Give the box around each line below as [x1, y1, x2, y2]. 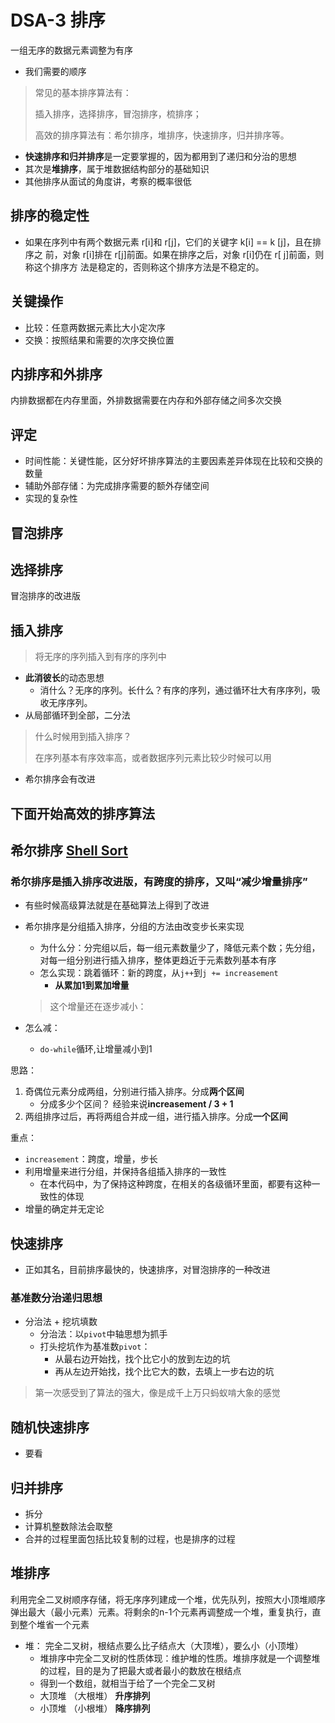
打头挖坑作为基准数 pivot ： [39, 1341, 151, 1353]
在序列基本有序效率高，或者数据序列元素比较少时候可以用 [34, 752, 272, 764]
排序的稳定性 [10, 207, 90, 225]
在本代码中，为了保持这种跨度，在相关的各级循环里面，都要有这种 [39, 1178, 312, 1190]
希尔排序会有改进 [24, 773, 96, 785]
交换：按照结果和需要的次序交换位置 [24, 334, 175, 346]
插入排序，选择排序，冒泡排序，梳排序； [34, 107, 202, 120]
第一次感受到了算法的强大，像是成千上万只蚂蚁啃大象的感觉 [34, 1387, 281, 1399]
